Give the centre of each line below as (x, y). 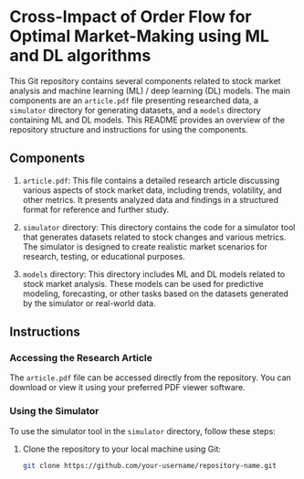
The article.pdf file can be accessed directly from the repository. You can (151, 378)
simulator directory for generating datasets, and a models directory (136, 110)
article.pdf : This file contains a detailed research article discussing (151, 180)
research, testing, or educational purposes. (104, 256)
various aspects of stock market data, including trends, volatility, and (152, 190)
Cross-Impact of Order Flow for (131, 17)
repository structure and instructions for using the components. (129, 129)
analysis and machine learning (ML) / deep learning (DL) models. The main (150, 90)
